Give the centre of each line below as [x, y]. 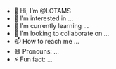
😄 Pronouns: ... [37, 51]
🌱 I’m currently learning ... [51, 26]
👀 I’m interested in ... [44, 18]
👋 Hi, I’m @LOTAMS [43, 11]
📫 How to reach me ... [46, 41]
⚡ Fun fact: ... [33, 59]
